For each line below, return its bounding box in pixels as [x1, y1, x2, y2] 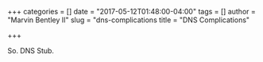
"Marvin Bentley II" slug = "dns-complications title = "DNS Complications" [7, 15, 250, 25]
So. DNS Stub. [7, 46, 55, 55]
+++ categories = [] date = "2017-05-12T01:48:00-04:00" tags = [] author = [7, 7, 256, 16]
